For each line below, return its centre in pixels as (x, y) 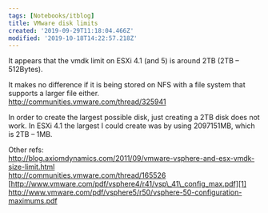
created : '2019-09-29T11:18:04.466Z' (71, 30)
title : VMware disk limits (53, 23)
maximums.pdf (33, 201)
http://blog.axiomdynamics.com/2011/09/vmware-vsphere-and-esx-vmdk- (132, 159)
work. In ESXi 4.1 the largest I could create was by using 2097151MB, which (132, 126)
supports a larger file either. (54, 94)
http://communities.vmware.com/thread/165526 (87, 175)
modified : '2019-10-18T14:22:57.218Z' (73, 38)
